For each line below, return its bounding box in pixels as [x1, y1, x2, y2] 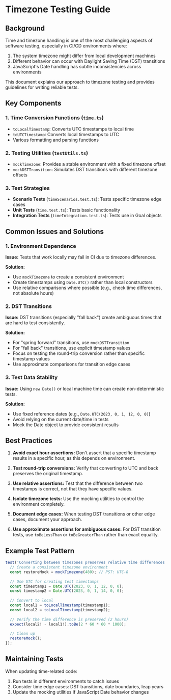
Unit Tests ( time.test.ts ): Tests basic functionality [12, 207, 121, 213]
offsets [12, 172, 28, 178]
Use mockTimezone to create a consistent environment [12, 274, 124, 280]
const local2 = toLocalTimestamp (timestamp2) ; [10, 607, 110, 612]
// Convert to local [10, 598, 53, 603]
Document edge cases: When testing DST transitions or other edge [12, 511, 155, 517]
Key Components [5, 99, 62, 108]
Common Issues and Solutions [5, 227, 104, 236]
